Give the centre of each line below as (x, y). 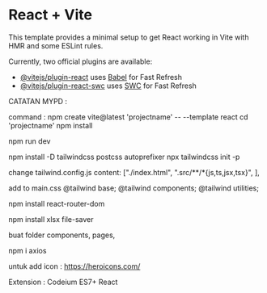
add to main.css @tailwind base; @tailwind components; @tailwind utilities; (133, 188)
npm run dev (30, 141)
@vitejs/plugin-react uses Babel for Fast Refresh (101, 77)
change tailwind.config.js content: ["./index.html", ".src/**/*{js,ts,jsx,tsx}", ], (134, 172)
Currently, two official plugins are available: (81, 61)
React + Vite (51, 15)
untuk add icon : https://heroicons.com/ (74, 266)
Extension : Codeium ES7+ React (63, 282)
